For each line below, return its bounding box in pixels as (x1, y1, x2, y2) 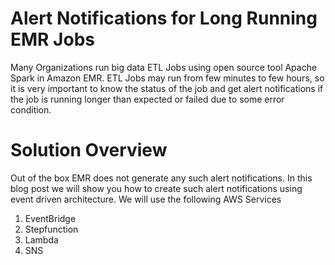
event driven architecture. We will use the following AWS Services (10, 193, 282, 205)
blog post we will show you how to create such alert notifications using (10, 182, 303, 194)
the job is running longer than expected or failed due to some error (10, 93, 285, 105)
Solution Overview (10, 139, 168, 162)
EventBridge (24, 212, 77, 224)
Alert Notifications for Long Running (10, 7, 318, 30)
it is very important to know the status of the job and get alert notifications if (10, 82, 324, 94)
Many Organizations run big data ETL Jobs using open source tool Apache (10, 61, 318, 73)
